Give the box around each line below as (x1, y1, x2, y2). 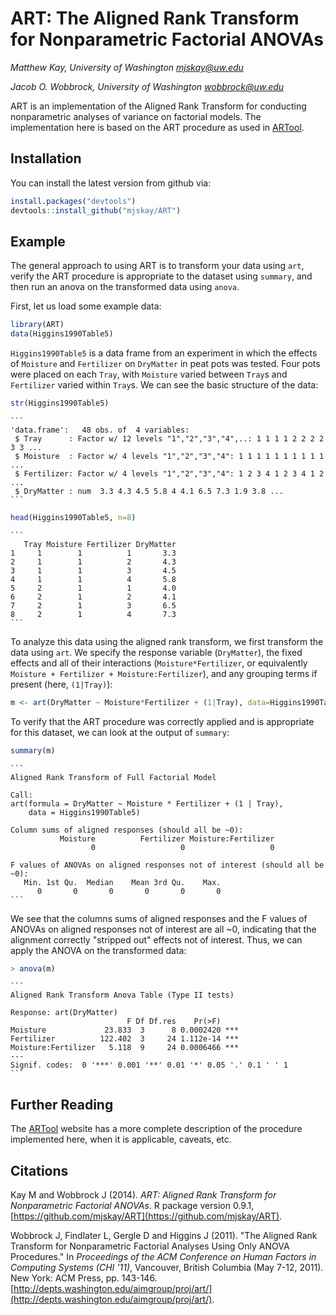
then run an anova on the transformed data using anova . (10, 281, 240, 293)
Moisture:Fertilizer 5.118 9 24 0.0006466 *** (10, 1043, 240, 1053)
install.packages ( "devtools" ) (10, 196, 137, 206)
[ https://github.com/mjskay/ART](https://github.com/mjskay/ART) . (10, 1210, 283, 1222)
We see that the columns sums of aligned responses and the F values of (10, 912, 308, 924)
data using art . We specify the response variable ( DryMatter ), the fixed (10, 646, 303, 658)
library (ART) (10, 320, 65, 330)
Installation (10, 150, 82, 167)
